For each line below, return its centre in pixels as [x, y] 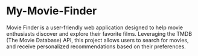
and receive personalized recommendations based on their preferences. [96, 46]
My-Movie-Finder [52, 11]
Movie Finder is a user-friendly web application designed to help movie [94, 27]
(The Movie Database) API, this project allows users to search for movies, [97, 40]
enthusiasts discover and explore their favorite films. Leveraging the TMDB [99, 33]
